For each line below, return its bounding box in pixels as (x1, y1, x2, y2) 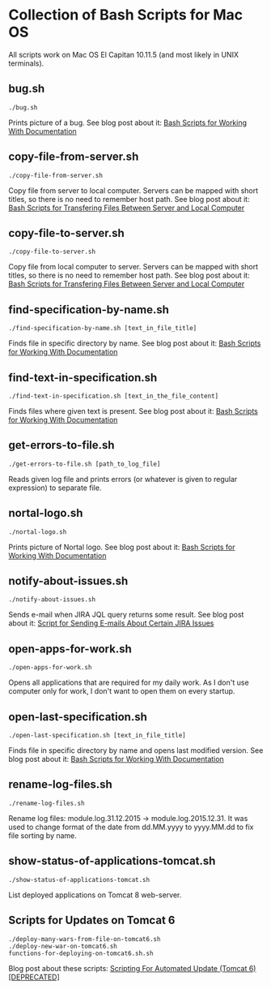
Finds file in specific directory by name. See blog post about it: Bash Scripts (8, 338, 261, 348)
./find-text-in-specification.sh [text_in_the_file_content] (8, 392, 219, 400)
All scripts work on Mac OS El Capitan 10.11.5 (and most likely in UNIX (8, 49, 239, 59)
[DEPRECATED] (8, 972, 61, 982)
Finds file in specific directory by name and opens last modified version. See (8, 746, 264, 755)
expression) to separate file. (8, 483, 102, 492)
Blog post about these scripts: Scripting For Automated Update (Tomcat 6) (8, 963, 256, 973)
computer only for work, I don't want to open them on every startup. (8, 686, 235, 696)
